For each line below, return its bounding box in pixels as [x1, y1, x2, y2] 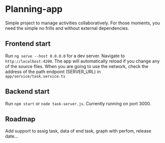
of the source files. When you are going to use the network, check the [5, 63, 149, 69]
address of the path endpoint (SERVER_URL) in [5, 69, 101, 74]
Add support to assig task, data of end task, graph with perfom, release [5, 128, 152, 134]
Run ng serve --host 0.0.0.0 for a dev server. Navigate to [5, 53, 125, 59]
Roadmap [5, 115, 36, 123]
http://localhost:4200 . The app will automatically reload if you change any [5, 58, 160, 64]
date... [5, 133, 18, 140]
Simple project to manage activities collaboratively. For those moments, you [5, 20, 161, 26]
